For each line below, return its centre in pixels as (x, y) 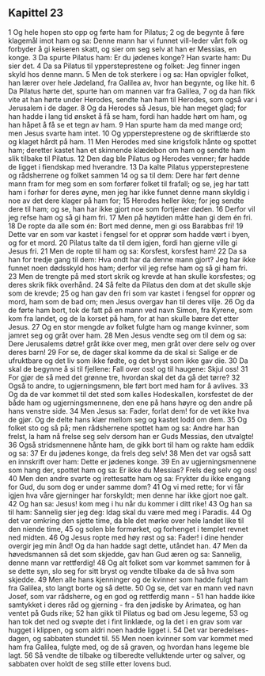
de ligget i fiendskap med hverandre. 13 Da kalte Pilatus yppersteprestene (129, 166)
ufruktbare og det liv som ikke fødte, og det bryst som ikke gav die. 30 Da (128, 361)
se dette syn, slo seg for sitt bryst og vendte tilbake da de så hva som (121, 571)
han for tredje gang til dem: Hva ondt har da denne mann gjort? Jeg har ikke (132, 259)
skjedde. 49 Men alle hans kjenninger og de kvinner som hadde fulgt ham (128, 579)
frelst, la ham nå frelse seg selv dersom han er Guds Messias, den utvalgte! (131, 436)
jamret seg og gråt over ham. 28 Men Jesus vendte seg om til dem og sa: (127, 335)
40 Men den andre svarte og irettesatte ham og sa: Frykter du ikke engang (130, 478)
